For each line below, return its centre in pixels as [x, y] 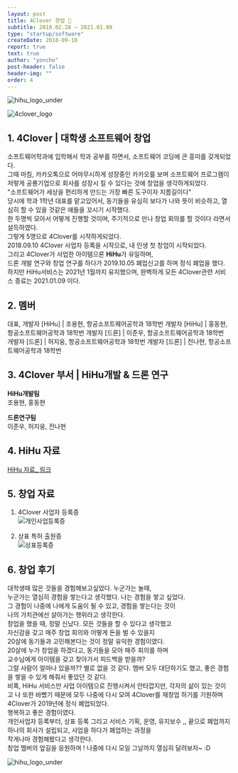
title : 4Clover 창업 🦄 [39, 21]
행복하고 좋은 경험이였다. [42, 713]
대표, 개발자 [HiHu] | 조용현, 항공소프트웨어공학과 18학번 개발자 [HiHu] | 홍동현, [118, 324]
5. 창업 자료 [31, 494]
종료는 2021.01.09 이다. [48, 281]
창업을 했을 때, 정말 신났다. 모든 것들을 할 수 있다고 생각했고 [90, 624]
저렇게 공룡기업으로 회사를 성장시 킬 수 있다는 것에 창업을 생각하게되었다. [108, 183]
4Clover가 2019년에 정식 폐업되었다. [58, 703]
